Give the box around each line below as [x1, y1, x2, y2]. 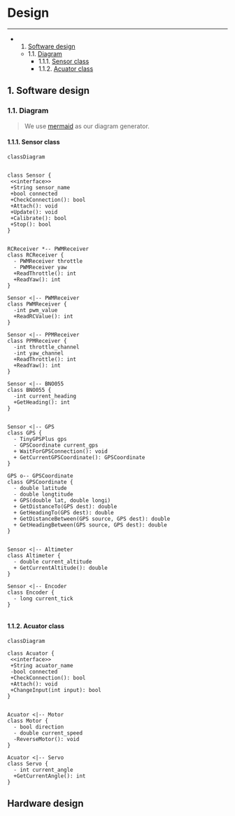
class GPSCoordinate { [7, 478, 73, 485]
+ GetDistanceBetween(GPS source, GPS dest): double [13, 515, 171, 522]
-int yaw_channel [13, 349, 64, 357]
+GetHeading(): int [13, 398, 71, 406]
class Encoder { [7, 589, 55, 596]
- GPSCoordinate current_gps [13, 442, 99, 449]
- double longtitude [13, 491, 73, 498]
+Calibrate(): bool [10, 215, 68, 222]
